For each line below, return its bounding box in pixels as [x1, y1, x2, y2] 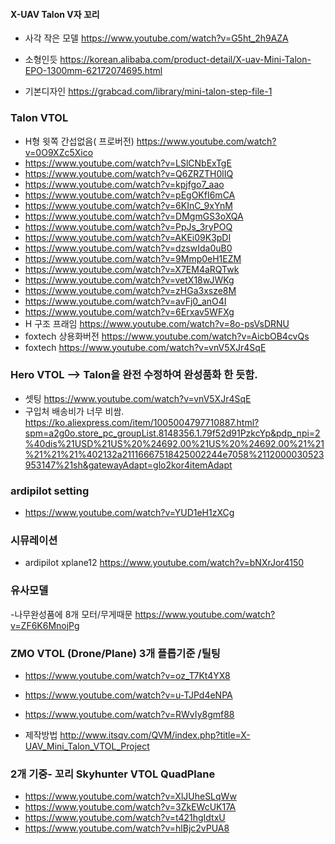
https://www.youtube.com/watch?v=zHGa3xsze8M [24, 284, 237, 296]
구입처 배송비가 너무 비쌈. [24, 405, 125, 417]
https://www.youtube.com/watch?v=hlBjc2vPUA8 [24, 822, 230, 834]
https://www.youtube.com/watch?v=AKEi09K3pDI [24, 231, 232, 243]
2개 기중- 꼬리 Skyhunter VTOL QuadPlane [10, 767, 216, 781]
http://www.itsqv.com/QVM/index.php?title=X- [59, 729, 251, 741]
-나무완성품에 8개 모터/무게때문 [10, 608, 133, 620]
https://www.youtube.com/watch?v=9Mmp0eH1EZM [24, 252, 242, 264]
